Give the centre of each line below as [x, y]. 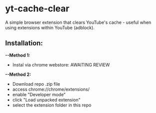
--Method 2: [18, 74]
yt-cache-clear [37, 9]
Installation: [24, 43]
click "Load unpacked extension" [46, 100]
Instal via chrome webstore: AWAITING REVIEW [61, 64]
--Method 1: [18, 55]
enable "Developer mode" [39, 94]
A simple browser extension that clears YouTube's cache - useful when [78, 22]
